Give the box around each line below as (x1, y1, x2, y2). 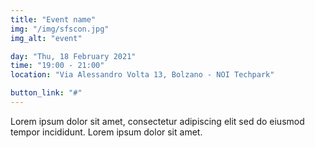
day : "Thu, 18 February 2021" (10, 51, 137, 61)
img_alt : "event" (10, 33, 83, 43)
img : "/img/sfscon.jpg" (10, 24, 110, 34)
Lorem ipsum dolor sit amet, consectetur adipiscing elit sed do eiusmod (10, 115, 305, 127)
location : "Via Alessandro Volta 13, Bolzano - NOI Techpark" (10, 70, 275, 80)
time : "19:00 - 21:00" (10, 61, 105, 71)
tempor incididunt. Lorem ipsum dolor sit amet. (10, 126, 203, 138)
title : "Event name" (10, 14, 97, 25)
